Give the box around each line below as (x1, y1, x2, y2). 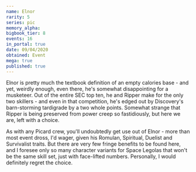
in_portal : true (6, 42, 46, 48)
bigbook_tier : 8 (6, 31, 46, 36)
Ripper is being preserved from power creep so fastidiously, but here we (6, 110, 181, 117)
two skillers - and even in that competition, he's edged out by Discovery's (6, 98, 184, 105)
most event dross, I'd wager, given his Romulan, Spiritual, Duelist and (6, 134, 173, 141)
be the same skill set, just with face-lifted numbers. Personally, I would (6, 153, 176, 160)
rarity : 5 (6, 14, 30, 20)
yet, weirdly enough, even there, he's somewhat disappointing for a (6, 86, 169, 93)
